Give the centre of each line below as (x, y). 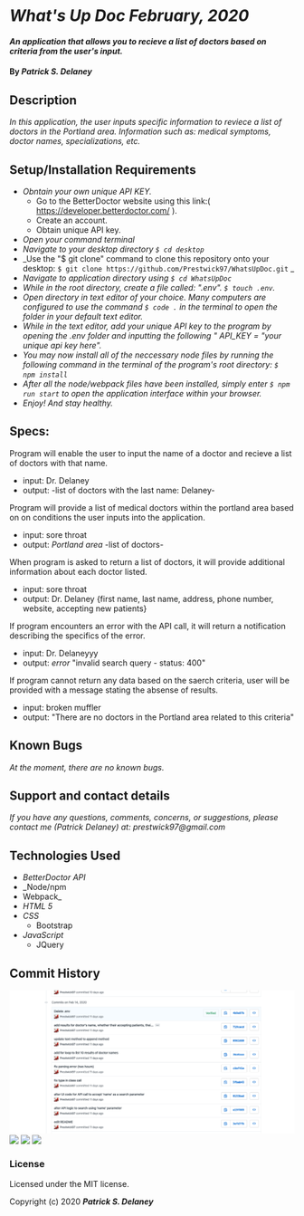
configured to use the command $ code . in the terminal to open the (150, 307)
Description (43, 100)
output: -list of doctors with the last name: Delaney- (119, 490)
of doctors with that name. (59, 463)
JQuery (50, 945)
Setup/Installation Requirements (103, 170)
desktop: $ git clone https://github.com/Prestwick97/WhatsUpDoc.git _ (158, 268)
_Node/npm (44, 887)
